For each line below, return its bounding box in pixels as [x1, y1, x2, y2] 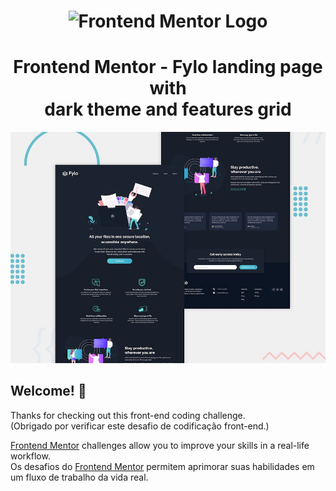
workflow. [10, 450, 51, 462]
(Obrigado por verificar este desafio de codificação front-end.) [10, 420, 270, 432]
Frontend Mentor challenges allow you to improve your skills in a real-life [10, 439, 310, 451]
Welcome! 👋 [10, 383, 87, 400]
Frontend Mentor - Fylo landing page [13, 56, 323, 79]
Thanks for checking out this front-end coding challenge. [10, 409, 246, 421]
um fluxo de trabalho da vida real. [10, 471, 149, 483]
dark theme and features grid [44, 98, 292, 121]
